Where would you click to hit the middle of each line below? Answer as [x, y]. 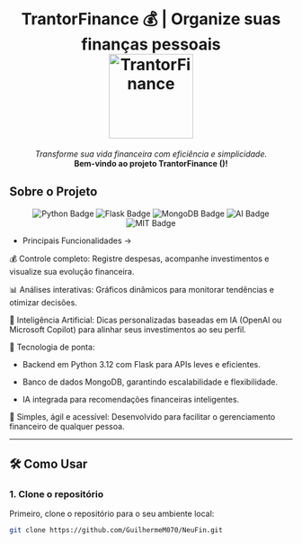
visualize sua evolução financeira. [72, 271]
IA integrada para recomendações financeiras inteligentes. [131, 399]
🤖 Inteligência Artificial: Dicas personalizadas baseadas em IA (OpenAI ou [146, 320]
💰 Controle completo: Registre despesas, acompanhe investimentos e [139, 258]
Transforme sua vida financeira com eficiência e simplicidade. [151, 154]
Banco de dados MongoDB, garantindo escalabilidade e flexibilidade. [150, 382]
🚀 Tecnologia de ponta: [52, 347]
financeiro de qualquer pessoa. [67, 426]
